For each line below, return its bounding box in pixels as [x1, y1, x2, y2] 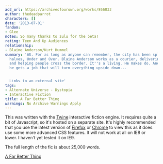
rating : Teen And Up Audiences [5, 39, 68, 44]
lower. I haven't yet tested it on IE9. [5, 135, 75, 141]
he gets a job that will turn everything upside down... [9, 66, 127, 71]
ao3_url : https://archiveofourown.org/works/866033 [5, 7, 112, 12]
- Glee [5, 30, 18, 34]
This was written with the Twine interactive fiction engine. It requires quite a [5, 114, 157, 120]
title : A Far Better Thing [5, 96, 60, 102]
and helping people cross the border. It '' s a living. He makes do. [9, 61, 151, 66]
